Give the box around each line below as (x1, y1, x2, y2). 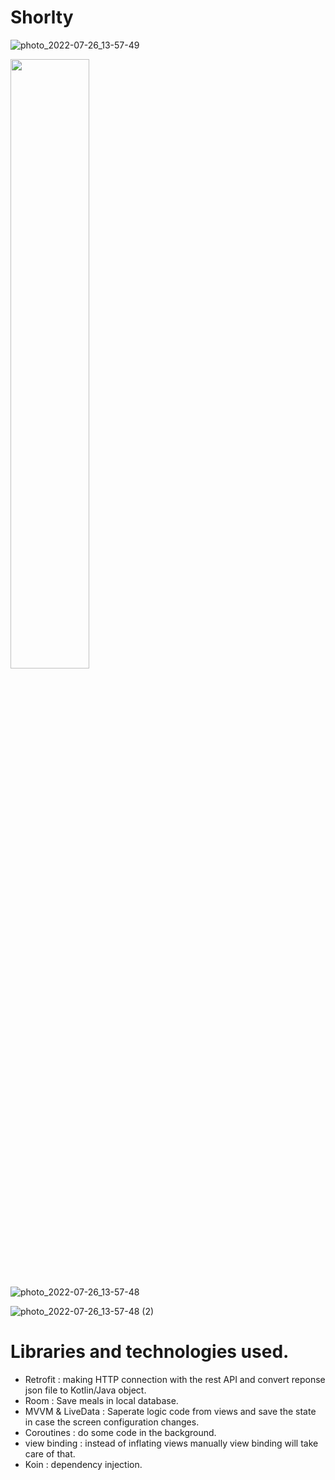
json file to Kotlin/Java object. (24, 1384, 147, 1396)
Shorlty (10, 6, 74, 29)
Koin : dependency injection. (24, 1458, 143, 1470)
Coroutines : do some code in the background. (24, 1426, 217, 1438)
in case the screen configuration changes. (24, 1416, 200, 1428)
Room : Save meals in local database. (24, 1394, 179, 1406)
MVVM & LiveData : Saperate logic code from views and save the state (24, 1405, 317, 1417)
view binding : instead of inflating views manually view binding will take (24, 1437, 319, 1449)
